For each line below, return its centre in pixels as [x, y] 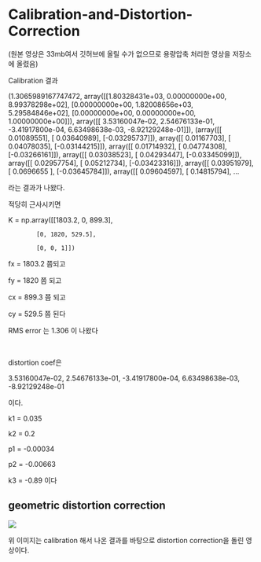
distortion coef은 [35, 362]
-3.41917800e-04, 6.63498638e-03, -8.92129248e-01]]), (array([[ [115, 129]
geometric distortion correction [87, 506]
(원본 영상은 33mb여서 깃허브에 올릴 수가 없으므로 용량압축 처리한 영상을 [119, 53]
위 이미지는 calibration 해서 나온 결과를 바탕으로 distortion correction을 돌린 [126, 540]
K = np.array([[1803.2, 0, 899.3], [61, 220]
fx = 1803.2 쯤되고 [37, 263]
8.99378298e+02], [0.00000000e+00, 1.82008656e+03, [101, 105]
